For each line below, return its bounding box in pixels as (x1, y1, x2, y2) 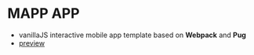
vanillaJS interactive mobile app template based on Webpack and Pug (18, 30, 246, 40)
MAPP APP (7, 5, 80, 22)
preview (18, 38, 45, 47)
